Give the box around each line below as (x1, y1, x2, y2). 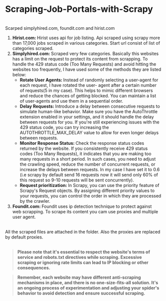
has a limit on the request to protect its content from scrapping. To (12, 56, 148, 61)
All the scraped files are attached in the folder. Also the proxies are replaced (5, 229, 161, 235)
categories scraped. (12, 45, 54, 51)
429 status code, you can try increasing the (19, 124, 109, 130)
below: (12, 71, 26, 77)
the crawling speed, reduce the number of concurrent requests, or (19, 161, 156, 167)
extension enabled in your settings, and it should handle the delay (19, 114, 154, 120)
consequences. (17, 264, 51, 271)
